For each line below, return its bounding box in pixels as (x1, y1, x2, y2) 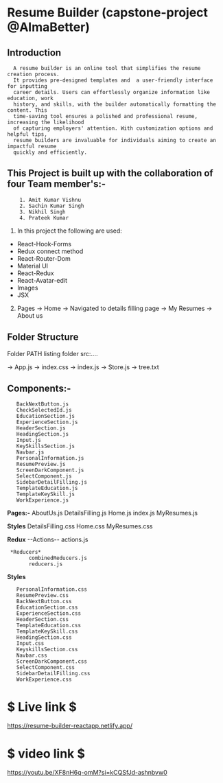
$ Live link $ (7, 699, 77, 714)
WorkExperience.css (16, 676, 72, 683)
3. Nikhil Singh (19, 208, 67, 215)
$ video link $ (7, 746, 86, 761)
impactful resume (7, 143, 57, 150)
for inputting (7, 83, 48, 90)
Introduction (7, 47, 62, 58)
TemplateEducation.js (16, 485, 78, 492)
